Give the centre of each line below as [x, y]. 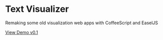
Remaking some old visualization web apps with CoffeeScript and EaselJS [82, 23]
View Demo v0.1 [22, 32]
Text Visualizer [37, 9]
